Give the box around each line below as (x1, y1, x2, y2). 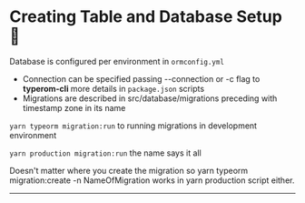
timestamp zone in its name (22, 102, 126, 113)
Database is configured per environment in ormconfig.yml (9, 56, 225, 66)
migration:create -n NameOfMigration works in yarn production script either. (9, 175, 295, 186)
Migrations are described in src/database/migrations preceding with (22, 93, 278, 104)
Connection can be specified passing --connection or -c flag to (22, 73, 261, 84)
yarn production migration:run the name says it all (9, 147, 202, 158)
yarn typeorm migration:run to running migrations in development (9, 120, 257, 131)
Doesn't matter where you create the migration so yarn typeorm (9, 165, 249, 176)
